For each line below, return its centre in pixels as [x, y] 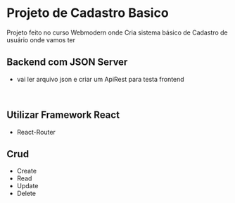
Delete [26, 193]
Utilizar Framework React [63, 115]
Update [27, 186]
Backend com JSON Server [67, 62]
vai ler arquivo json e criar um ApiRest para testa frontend [100, 79]
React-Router [36, 132]
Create [26, 171]
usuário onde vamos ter [41, 39]
